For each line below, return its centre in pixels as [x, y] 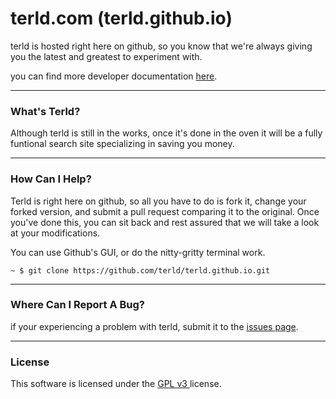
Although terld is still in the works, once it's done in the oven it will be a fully [166, 133]
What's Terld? [45, 111]
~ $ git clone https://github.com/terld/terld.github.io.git [140, 270]
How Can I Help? [51, 179]
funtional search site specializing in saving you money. [122, 144]
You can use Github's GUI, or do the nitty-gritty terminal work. [138, 252]
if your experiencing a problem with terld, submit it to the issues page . [154, 326]
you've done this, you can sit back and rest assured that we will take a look [165, 222]
